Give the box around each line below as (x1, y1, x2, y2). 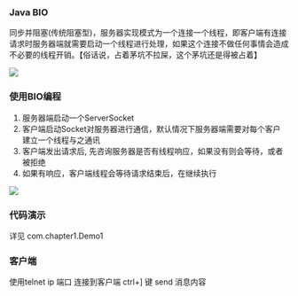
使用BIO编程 (9, 90, 62, 103)
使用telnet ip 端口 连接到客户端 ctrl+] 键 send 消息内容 (9, 277, 207, 287)
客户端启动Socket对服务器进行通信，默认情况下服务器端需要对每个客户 (21, 123, 281, 134)
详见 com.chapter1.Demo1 (9, 230, 104, 241)
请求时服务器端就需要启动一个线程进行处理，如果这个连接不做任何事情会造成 (9, 38, 289, 50)
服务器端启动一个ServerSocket (21, 113, 135, 123)
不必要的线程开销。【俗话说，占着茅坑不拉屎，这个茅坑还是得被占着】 (9, 50, 262, 60)
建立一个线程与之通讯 (21, 135, 100, 145)
